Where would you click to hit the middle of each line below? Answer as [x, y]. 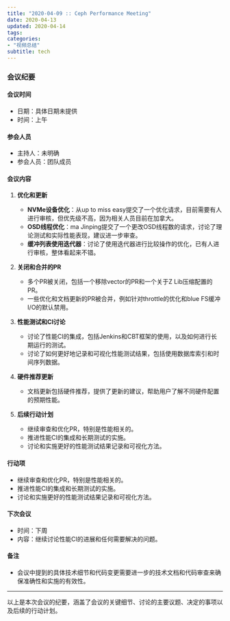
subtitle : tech [29, 52]
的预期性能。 [45, 400]
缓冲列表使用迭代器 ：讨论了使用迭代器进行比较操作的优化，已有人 [120, 244]
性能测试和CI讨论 [41, 322]
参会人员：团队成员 [44, 162]
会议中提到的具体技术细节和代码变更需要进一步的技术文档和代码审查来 [116, 572]
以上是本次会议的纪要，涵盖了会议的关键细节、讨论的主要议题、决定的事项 [112, 602]
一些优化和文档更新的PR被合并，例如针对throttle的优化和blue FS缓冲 [124, 299]
